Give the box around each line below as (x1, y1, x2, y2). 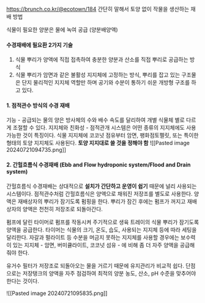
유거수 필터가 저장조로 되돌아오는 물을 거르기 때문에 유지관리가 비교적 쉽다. (6, 262, 185, 269)
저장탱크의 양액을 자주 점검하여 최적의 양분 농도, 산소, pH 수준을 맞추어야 (22, 269, 196, 277)
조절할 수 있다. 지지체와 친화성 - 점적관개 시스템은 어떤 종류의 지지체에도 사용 (12, 124, 196, 132)
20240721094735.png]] (6, 146, 66, 154)
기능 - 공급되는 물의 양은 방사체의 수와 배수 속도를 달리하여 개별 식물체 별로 (6, 116, 185, 124)
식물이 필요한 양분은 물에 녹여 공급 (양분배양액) (6, 26, 118, 33)
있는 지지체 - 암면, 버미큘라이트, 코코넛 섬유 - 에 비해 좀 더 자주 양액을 (12, 241, 179, 249)
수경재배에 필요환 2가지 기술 (6, 41, 73, 48)
